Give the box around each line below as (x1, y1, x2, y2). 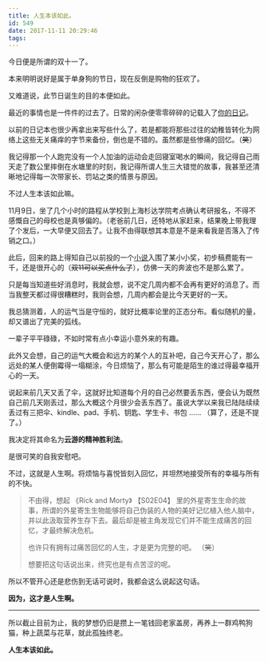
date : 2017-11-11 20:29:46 (8, 26, 98, 34)
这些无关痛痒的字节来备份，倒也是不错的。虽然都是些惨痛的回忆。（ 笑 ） (22, 135, 257, 145)
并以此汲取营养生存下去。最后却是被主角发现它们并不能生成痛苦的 (27, 516, 245, 525)
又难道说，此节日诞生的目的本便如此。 (8, 91, 134, 101)
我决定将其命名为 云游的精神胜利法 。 (8, 435, 128, 445)
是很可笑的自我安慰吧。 (8, 452, 85, 461)
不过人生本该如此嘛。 (8, 189, 78, 198)
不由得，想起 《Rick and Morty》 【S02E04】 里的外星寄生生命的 (27, 496, 239, 505)
